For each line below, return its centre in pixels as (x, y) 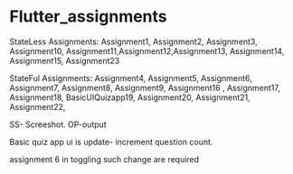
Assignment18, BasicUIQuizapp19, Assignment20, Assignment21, (130, 97)
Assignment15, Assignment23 (65, 60)
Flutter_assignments (88, 17)
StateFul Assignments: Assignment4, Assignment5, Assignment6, (131, 78)
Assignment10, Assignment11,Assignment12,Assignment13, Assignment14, (147, 50)
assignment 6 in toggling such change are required (104, 159)
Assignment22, (38, 106)
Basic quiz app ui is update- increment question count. (111, 142)
